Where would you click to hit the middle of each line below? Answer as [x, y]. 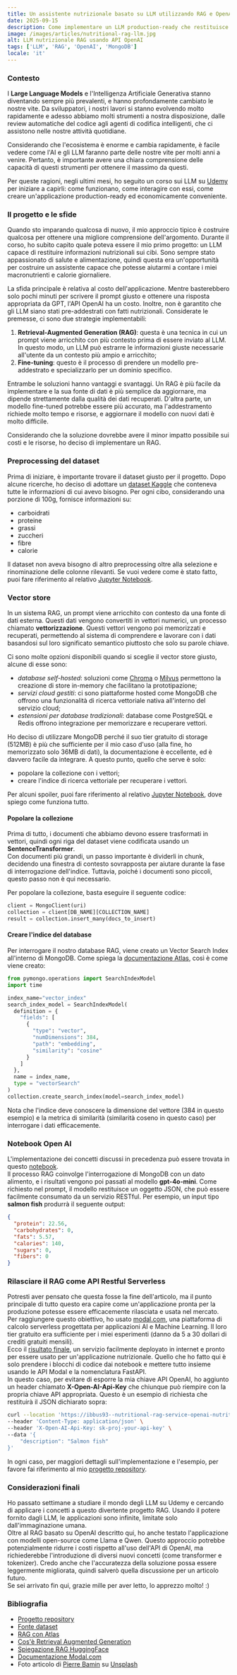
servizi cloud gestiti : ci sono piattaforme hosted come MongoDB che [117, 693]
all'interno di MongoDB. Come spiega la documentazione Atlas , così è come [117, 958]
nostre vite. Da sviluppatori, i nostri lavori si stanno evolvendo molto [106, 109]
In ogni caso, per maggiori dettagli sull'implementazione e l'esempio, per [113, 1461]
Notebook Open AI [39, 1143]
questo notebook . [33, 1167]
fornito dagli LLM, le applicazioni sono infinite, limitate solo [92, 1517]
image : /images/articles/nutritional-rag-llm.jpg [82, 34]
